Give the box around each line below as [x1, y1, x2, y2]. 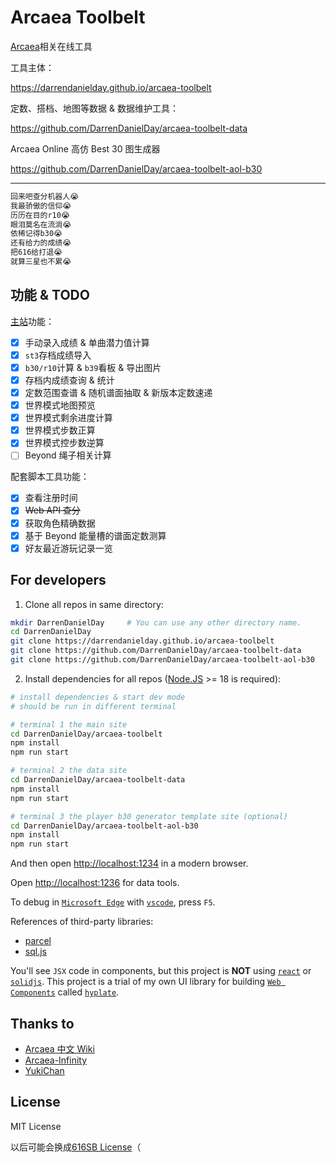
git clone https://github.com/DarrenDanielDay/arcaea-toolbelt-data [10, 646, 302, 656]
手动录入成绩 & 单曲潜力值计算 [24, 336, 150, 348]
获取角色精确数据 [24, 517, 96, 529]
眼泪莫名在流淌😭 [10, 219, 72, 230]
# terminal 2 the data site [10, 766, 128, 776]
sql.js [24, 946, 47, 958]
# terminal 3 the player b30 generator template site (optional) [10, 811, 288, 821]
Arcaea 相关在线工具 [10, 40, 93, 52]
